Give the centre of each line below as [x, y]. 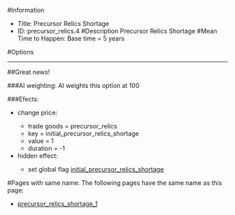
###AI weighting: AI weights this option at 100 [73, 86]
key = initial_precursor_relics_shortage [83, 133]
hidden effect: [37, 156]
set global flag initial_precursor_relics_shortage [96, 169]
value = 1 [41, 141]
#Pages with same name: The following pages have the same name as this [115, 183]
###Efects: [23, 99]
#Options [21, 52]
